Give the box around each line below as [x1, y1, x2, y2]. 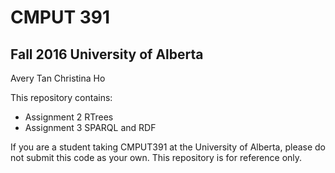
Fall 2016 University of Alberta [10, 46, 204, 63]
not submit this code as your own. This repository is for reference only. [10, 152, 303, 163]
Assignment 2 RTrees [24, 111, 114, 123]
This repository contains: [10, 92, 113, 103]
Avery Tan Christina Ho [10, 72, 106, 84]
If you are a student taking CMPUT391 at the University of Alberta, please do [10, 141, 326, 153]
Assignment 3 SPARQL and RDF [24, 122, 157, 133]
